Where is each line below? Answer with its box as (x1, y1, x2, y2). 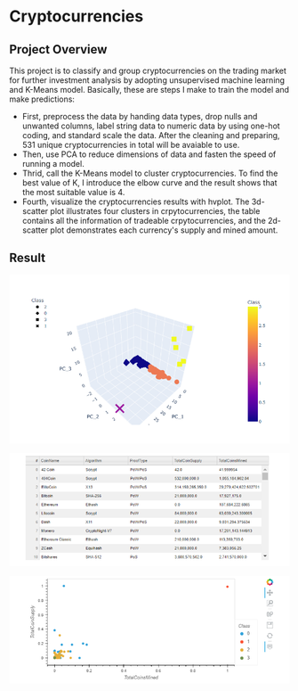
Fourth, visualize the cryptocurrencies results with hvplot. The (21, 196, 250, 207)
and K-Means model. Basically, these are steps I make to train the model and (9, 85, 290, 95)
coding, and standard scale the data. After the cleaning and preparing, (21, 130, 280, 140)
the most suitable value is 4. (21, 187, 125, 197)
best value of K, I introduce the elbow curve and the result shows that (21, 177, 278, 188)
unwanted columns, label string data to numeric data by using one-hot (21, 120, 280, 131)
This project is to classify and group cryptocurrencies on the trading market (9, 65, 287, 76)
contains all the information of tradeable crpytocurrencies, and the (21, 216, 267, 226)
